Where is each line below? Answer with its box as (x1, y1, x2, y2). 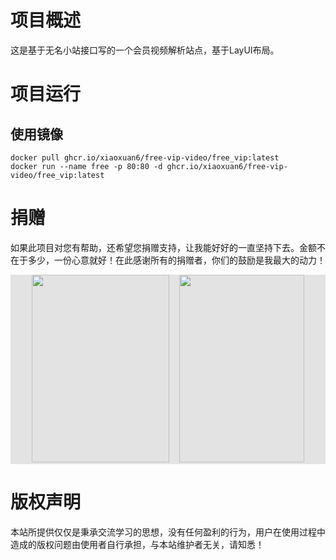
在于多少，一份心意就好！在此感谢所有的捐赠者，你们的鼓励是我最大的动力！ (10, 254, 326, 266)
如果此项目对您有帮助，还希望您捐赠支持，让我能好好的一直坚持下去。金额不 (10, 241, 326, 253)
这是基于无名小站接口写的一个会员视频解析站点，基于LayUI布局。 (10, 44, 280, 56)
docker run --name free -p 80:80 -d (10, 161, 163, 171)
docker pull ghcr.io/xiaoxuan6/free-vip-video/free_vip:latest (10, 152, 280, 163)
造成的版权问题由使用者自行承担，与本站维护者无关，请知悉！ (10, 538, 265, 550)
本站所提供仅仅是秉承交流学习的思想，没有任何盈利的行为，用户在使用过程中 (10, 526, 326, 538)
